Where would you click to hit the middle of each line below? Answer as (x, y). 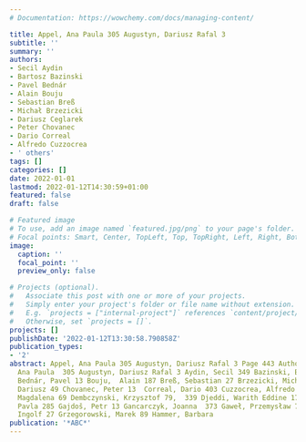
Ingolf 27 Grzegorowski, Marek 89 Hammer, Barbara (116, 415)
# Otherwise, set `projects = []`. (81, 321)
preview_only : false (56, 271)
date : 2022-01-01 (42, 179)
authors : (26, 60)
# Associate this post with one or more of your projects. (128, 296)
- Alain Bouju (36, 93)
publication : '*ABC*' (51, 423)
